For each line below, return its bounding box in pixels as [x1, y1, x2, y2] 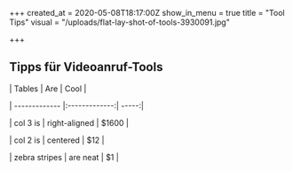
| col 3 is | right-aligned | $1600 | [9, 117, 129, 128]
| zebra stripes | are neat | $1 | [9, 152, 120, 162]
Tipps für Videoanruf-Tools [9, 59, 163, 74]
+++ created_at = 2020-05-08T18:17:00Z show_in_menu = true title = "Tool [9, 8, 286, 18]
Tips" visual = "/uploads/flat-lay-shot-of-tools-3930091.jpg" [9, 17, 231, 27]
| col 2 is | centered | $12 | [9, 135, 105, 145]
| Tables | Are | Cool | [9, 83, 87, 94]
